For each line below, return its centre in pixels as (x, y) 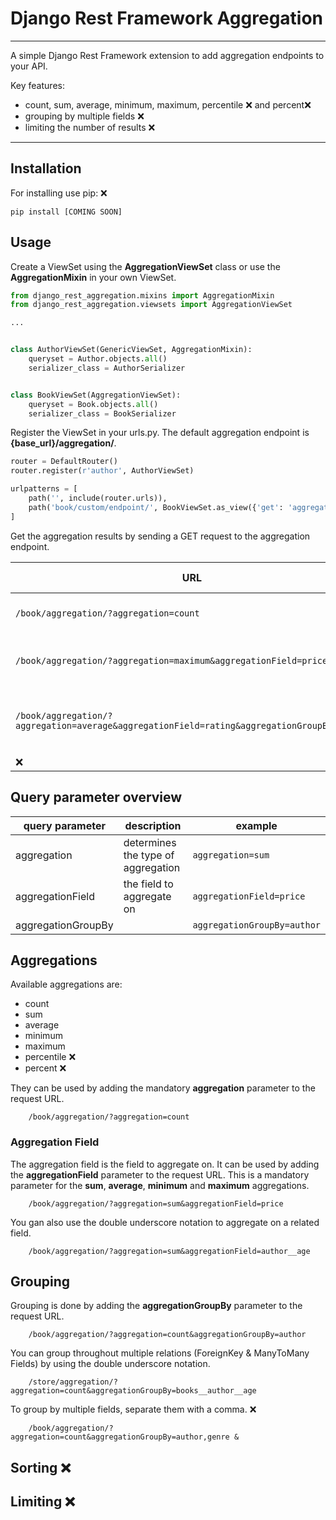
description (153, 825)
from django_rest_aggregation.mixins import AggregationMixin (142, 295)
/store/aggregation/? (73, 1382)
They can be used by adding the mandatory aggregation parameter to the (163, 1088)
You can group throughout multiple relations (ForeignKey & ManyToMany (160, 1353)
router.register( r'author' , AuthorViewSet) (102, 471)
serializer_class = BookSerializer (102, 413)
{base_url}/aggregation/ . (63, 443)
